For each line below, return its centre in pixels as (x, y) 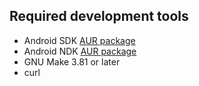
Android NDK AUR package (80, 51)
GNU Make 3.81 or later (72, 61)
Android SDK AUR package (79, 40)
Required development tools (99, 16)
